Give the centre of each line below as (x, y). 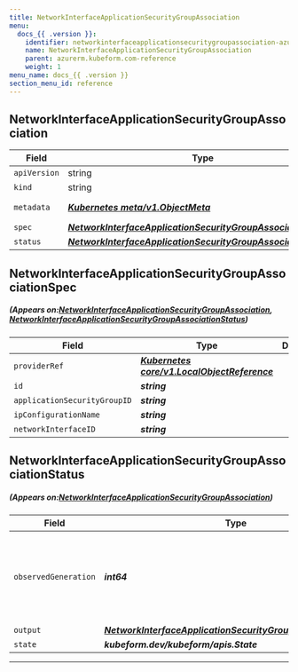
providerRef (39, 366)
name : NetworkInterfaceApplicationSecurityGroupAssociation (138, 51)
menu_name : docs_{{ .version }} (69, 75)
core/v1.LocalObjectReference (207, 371)
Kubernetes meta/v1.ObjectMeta (139, 208)
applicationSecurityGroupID (73, 400)
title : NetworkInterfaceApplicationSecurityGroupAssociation (125, 17)
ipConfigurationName (57, 415)
